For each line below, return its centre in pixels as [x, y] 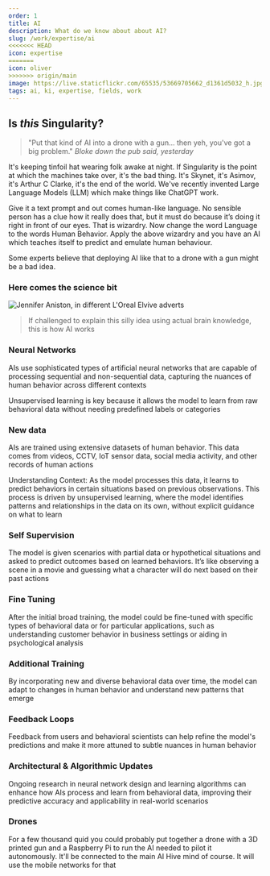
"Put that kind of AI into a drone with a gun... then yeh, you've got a [139, 143]
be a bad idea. [32, 267]
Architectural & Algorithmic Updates [81, 766]
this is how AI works [61, 329]
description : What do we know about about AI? [88, 31]
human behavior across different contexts [78, 384]
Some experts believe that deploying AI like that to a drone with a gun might [133, 258]
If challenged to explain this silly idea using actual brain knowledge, [139, 321]
